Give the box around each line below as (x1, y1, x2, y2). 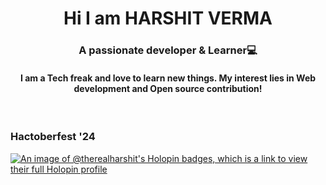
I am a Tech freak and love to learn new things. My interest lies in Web (19, 72, 317, 84)
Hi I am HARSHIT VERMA (63, 7, 273, 30)
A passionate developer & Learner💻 (78, 43, 258, 57)
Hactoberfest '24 (10, 130, 96, 144)
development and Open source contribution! (73, 82, 263, 94)
